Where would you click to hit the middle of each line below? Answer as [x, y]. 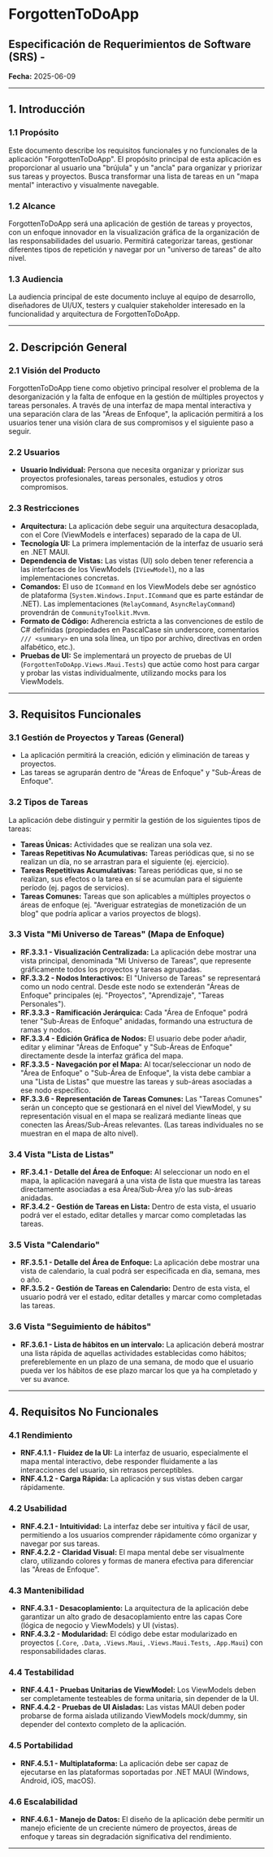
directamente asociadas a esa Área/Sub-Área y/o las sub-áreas [126, 1189]
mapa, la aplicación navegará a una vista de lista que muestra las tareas [141, 1181]
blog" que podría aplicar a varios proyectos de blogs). [110, 913]
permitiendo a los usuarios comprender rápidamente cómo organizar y [139, 1535]
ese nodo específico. [55, 1090]
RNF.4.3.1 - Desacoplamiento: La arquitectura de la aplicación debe [134, 1608]
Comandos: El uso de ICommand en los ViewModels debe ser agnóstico [138, 587]
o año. [31, 1279]
